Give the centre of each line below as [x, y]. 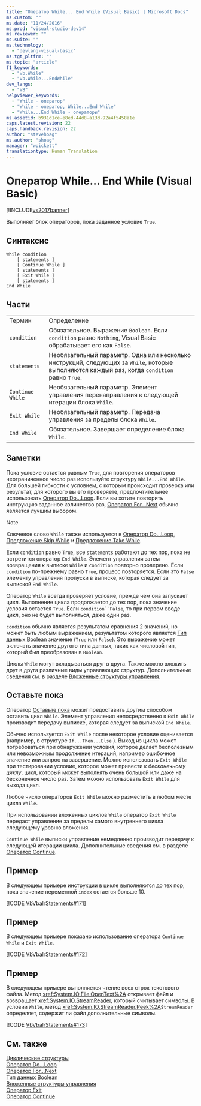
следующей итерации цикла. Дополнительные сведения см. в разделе [97, 845]
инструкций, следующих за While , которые [111, 362]
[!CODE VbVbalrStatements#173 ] [47, 1025]
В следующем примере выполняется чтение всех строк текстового [93, 988]
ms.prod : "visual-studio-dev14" [46, 29]
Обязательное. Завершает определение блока [117, 430]
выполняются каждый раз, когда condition [111, 370]
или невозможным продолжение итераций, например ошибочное [91, 753]
